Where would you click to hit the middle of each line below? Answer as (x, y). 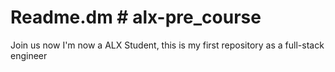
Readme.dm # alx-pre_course (136, 17)
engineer (29, 55)
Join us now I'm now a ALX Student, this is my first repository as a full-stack (167, 45)
